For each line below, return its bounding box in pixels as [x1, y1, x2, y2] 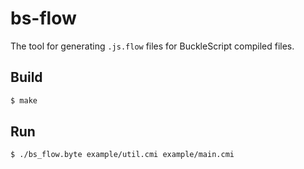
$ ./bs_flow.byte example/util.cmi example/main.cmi [10, 150, 235, 160]
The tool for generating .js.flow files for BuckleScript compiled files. [10, 40, 295, 52]
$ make [10, 95, 38, 106]
